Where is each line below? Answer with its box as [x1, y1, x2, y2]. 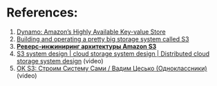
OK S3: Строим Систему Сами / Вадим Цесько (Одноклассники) [16, 64, 208, 72]
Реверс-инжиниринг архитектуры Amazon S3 [16, 42, 157, 50]
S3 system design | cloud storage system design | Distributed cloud [16, 50, 210, 58]
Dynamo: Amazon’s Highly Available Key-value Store [16, 28, 167, 36]
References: [6, 5, 78, 21]
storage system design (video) [16, 56, 104, 65]
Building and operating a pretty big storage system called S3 [16, 34, 189, 43]
